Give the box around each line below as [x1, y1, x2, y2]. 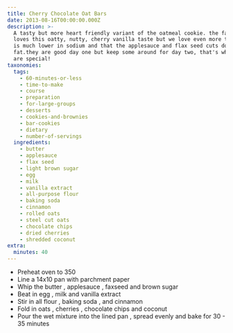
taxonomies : [7, 62, 42, 69]
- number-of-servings [19, 133, 82, 139]
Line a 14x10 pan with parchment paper [17, 275, 130, 283]
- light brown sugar [19, 164, 79, 172]
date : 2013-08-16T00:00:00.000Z [7, 17, 101, 24]
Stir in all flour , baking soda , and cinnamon [17, 298, 144, 305]
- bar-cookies [19, 119, 60, 127]
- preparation [19, 94, 60, 101]
